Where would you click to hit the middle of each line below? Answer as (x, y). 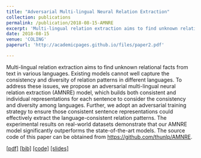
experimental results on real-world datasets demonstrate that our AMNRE (97, 124)
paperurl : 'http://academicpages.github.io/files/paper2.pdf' (85, 45)
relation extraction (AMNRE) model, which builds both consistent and (91, 92)
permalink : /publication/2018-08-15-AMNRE (60, 23)
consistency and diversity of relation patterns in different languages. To (94, 80)
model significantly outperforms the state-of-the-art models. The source (96, 130)
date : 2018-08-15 (28, 34)
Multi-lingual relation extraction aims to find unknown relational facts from (97, 67)
